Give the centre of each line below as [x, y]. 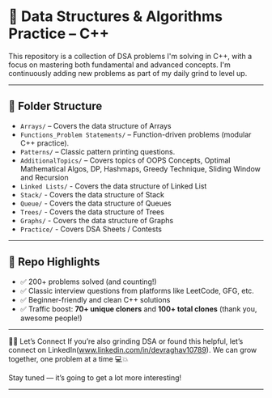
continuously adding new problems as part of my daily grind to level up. [128, 73]
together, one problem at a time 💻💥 [68, 358]
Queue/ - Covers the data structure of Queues [96, 203]
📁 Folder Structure [55, 106]
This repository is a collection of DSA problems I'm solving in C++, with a [130, 56]
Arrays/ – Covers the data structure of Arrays [96, 125]
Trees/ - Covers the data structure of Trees [92, 212]
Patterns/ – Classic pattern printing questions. [98, 151]
